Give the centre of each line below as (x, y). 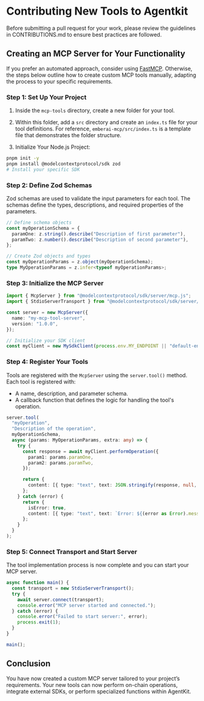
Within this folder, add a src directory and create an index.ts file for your (106, 123)
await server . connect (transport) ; (61, 600)
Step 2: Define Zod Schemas (49, 185)
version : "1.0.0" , (35, 324)
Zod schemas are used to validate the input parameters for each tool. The (98, 198)
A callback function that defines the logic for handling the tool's (94, 400)
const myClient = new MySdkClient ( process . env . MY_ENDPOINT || (87, 346)
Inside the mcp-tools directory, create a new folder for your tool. (95, 110)
